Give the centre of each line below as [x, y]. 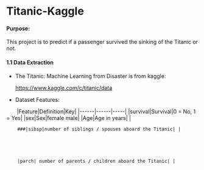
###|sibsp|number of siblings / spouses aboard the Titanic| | [99, 129]
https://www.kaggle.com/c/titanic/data [64, 88]
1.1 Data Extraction [30, 62]
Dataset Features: [37, 99]
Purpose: [18, 28]
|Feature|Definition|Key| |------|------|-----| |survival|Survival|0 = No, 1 [106, 112]
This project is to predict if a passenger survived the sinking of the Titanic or [102, 42]
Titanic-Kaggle [45, 11]
